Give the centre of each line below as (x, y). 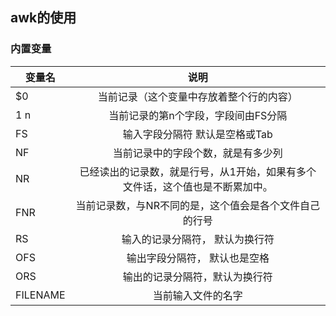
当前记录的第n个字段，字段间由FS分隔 (198, 115)
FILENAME (40, 295)
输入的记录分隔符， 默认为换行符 (198, 239)
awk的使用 (43, 18)
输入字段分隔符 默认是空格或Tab (197, 134)
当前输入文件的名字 (197, 295)
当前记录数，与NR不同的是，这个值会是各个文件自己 (197, 205)
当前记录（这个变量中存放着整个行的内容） (197, 96)
